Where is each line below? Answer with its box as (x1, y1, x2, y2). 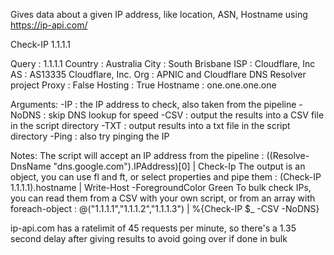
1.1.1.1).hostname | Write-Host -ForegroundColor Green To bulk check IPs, (10, 182, 312, 193)
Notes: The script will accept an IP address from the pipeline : (10, 150, 265, 161)
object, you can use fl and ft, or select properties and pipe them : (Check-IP (10, 171, 322, 183)
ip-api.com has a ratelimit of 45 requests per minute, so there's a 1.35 (10, 222, 297, 234)
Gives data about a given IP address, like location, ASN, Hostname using (10, 9, 308, 20)
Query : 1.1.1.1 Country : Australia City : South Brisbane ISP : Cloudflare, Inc (10, 58, 316, 69)
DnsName (10, 160, 52, 172)
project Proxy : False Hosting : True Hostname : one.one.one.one (10, 79, 277, 91)
